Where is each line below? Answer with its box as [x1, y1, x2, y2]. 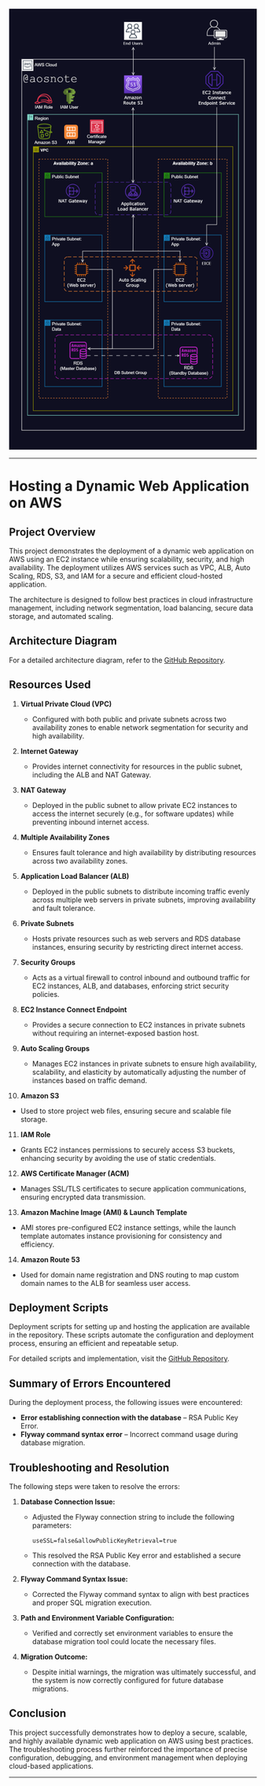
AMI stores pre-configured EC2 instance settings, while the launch [20, 1222, 237, 1232]
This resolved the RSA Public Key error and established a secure [31, 1551, 241, 1560]
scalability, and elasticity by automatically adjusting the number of [31, 1067, 246, 1076]
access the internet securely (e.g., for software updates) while [31, 809, 234, 818]
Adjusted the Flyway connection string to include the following [31, 1513, 235, 1522]
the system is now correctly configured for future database [31, 1676, 224, 1685]
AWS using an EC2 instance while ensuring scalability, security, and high [9, 554, 245, 564]
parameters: [31, 1521, 72, 1530]
